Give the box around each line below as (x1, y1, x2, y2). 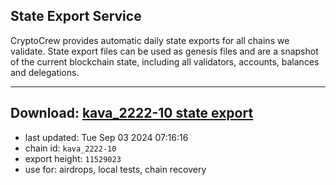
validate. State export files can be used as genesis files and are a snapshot (10, 45, 319, 57)
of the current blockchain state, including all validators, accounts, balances (10, 55, 320, 68)
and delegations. (10, 66, 80, 78)
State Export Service (10, 8, 142, 25)
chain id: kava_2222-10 (24, 142, 117, 154)
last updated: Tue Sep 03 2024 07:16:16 (24, 131, 189, 143)
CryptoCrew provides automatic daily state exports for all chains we (10, 34, 290, 46)
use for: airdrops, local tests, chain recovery (24, 163, 207, 175)
